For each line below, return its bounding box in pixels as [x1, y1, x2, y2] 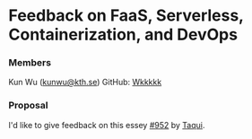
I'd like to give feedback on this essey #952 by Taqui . [8, 119, 205, 130]
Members [8, 56, 51, 69]
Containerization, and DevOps [8, 24, 239, 45]
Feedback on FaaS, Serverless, [8, 5, 244, 26]
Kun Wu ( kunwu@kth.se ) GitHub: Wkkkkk [8, 77, 162, 88]
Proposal [8, 100, 48, 112]
